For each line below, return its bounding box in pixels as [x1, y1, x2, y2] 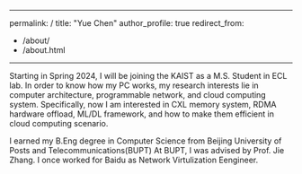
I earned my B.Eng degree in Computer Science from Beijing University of [9, 135, 282, 146]
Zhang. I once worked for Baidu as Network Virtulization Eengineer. [9, 154, 259, 165]
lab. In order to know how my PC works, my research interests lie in [9, 80, 259, 91]
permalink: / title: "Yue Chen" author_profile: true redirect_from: [9, 18, 244, 28]
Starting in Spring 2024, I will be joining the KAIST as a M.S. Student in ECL [9, 71, 288, 81]
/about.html [22, 45, 66, 55]
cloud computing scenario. [9, 118, 109, 128]
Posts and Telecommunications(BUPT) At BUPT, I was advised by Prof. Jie [9, 145, 285, 155]
